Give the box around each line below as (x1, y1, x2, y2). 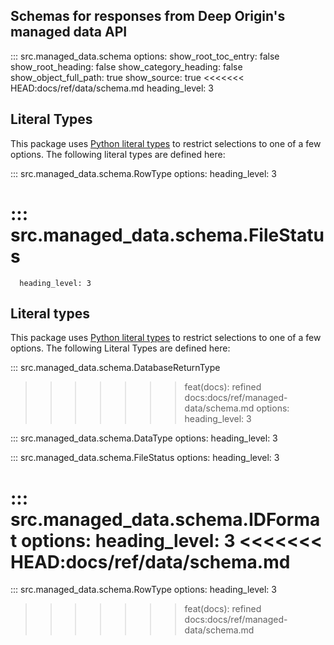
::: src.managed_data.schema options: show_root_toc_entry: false (10, 50, 280, 62)
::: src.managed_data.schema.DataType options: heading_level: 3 (10, 432, 278, 444)
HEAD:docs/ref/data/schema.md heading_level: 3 (10, 82, 214, 94)
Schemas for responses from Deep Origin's (10, 8, 286, 25)
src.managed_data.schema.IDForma (10, 508, 321, 531)
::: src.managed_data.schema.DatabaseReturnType (10, 362, 221, 374)
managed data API (10, 24, 128, 41)
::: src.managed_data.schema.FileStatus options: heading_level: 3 (10, 452, 280, 464)
